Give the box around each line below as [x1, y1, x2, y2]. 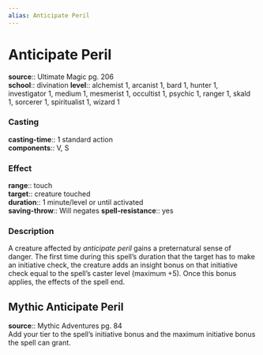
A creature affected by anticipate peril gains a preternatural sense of [8, 244, 231, 253]
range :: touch [8, 181, 53, 191]
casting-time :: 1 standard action [8, 134, 113, 144]
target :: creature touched [8, 189, 91, 198]
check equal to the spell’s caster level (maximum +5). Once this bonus [8, 269, 237, 278]
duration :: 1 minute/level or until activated [8, 198, 144, 207]
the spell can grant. [8, 338, 71, 348]
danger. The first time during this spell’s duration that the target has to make [8, 252, 255, 262]
